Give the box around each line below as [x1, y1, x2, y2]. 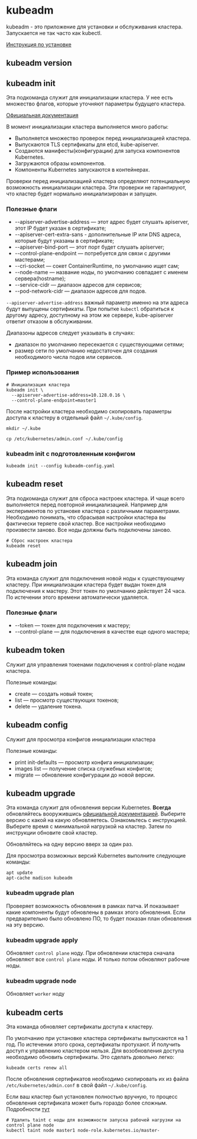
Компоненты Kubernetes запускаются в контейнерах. [14, 166, 150, 174]
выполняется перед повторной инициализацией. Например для [6, 501, 167, 508]
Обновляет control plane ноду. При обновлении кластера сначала [6, 949, 175, 957]
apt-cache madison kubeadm [6, 875, 73, 881]
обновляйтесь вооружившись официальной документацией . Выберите [6, 810, 186, 817]
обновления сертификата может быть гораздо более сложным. [6, 1099, 167, 1106]
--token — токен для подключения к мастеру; [14, 621, 131, 628]
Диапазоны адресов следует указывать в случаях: [6, 329, 135, 336]
